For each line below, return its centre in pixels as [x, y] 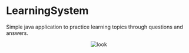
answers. [17, 33]
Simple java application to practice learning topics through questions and [95, 27]
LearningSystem [47, 11]
